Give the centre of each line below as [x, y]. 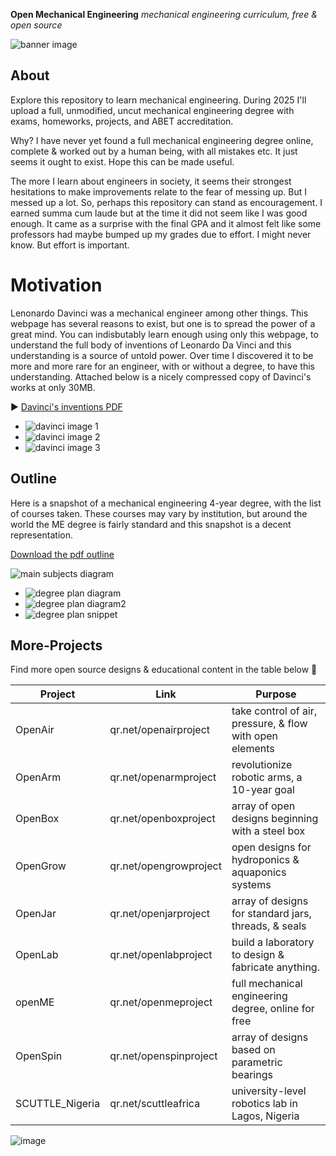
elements [253, 749]
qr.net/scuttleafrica [155, 1104]
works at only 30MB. [53, 387]
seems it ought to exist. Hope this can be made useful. [122, 161]
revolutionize [262, 765]
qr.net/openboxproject [162, 819]
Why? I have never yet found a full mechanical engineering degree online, [162, 140]
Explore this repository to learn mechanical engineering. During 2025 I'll [158, 100]
